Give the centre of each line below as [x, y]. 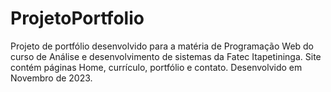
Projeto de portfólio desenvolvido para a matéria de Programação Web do [162, 46]
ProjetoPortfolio [77, 18]
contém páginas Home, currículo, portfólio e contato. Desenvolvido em [156, 67]
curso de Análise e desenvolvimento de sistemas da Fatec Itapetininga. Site [166, 56]
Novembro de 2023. [51, 78]
